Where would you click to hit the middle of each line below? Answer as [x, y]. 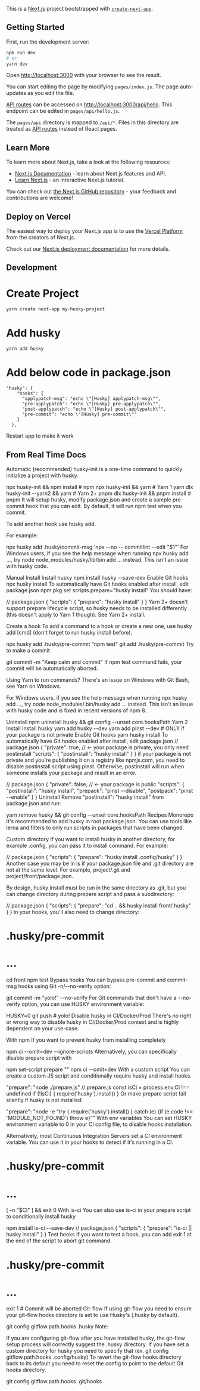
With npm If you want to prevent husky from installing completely [86, 1040]
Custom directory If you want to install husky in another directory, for [91, 839]
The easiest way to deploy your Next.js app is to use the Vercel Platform [95, 231]
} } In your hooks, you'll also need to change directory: [73, 912]
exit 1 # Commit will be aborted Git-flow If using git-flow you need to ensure [99, 1309]
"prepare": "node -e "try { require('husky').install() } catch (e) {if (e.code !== [100, 1112]
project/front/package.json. [40, 876]
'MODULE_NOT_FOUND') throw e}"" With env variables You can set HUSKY [99, 1118]
